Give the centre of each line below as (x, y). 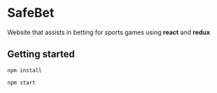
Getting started (41, 54)
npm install (24, 70)
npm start (22, 83)
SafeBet (31, 13)
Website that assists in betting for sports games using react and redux (109, 32)
